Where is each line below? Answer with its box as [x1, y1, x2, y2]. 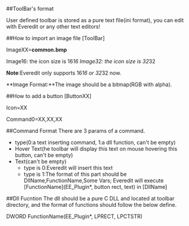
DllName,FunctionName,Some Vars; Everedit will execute [23, 177, 164, 184]
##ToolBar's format [6, 5, 54, 12]
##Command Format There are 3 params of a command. [6, 127, 145, 134]
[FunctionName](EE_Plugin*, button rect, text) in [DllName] [23, 184, 168, 190]
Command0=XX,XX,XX [6, 116, 63, 123]
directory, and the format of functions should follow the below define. [6, 201, 177, 208]
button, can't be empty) [14, 152, 73, 158]
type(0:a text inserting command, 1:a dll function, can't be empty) [14, 139, 176, 146]
